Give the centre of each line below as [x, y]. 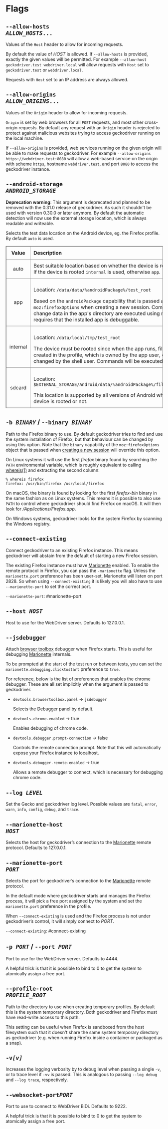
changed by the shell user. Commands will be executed [98, 361]
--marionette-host [34, 824]
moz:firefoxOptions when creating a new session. [92, 307]
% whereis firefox [25, 480]
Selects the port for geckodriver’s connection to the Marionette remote [78, 880]
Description [48, 253]
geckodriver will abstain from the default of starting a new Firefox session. [82, 556]
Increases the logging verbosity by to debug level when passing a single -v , [84, 1069]
